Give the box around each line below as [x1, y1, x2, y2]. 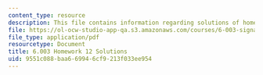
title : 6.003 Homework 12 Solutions [8, 48, 128, 55]
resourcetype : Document [8, 41, 86, 48]
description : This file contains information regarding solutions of [8, 19, 240, 27]
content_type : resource [8, 11, 86, 20]
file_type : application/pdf [8, 33, 100, 41]
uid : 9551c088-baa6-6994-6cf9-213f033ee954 [8, 55, 153, 63]
